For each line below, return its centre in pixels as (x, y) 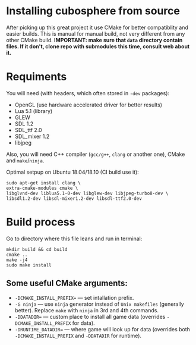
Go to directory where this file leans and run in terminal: (74, 239)
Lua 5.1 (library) (34, 111)
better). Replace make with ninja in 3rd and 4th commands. (87, 310)
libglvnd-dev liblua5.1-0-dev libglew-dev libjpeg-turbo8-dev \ (87, 193)
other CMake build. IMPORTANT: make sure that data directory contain (94, 40)
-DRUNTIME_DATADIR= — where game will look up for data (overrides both (102, 329)
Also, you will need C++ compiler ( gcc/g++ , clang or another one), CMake (96, 154)
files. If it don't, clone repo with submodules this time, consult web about (98, 46)
